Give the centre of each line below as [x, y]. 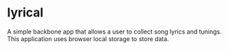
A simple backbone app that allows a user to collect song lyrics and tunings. [114, 32]
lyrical [25, 13]
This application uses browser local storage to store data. [88, 38]
